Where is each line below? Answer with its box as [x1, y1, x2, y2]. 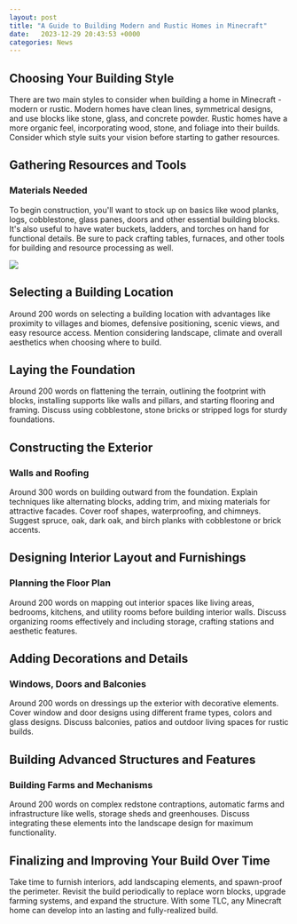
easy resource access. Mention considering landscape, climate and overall [9, 327, 283, 338]
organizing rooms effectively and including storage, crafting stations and [9, 616, 275, 626]
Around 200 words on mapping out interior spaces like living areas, [9, 597, 254, 608]
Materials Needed [9, 184, 88, 196]
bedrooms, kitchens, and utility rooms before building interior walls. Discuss [9, 606, 286, 617]
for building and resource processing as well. [9, 242, 175, 253]
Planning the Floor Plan [9, 577, 111, 589]
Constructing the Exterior [9, 440, 153, 455]
